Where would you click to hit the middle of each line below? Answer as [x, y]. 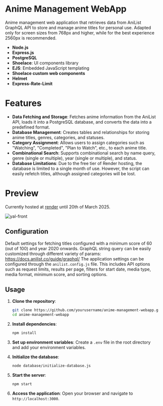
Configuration [27, 231]
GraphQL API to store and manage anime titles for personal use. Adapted [78, 27]
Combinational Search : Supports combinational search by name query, [84, 153]
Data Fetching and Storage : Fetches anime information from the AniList [84, 117]
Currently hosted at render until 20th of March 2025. [58, 207]
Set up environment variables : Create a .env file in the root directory [81, 342]
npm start [22, 384]
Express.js [23, 53]
